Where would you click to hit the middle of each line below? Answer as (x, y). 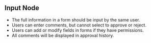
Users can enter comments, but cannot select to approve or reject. (79, 25)
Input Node (22, 8)
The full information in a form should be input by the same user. (76, 20)
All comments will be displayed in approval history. (63, 35)
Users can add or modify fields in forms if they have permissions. (78, 30)
